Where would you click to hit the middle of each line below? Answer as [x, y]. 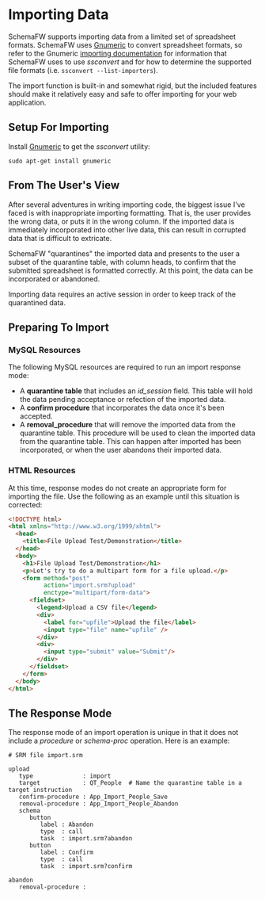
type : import [65, 776]
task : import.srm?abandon [86, 839]
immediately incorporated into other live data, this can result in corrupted [127, 230]
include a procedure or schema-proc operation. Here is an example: [119, 741]
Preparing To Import [59, 327]
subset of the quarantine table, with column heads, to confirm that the [122, 262]
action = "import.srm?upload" [89, 585]
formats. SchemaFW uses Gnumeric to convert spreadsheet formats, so [125, 44]
